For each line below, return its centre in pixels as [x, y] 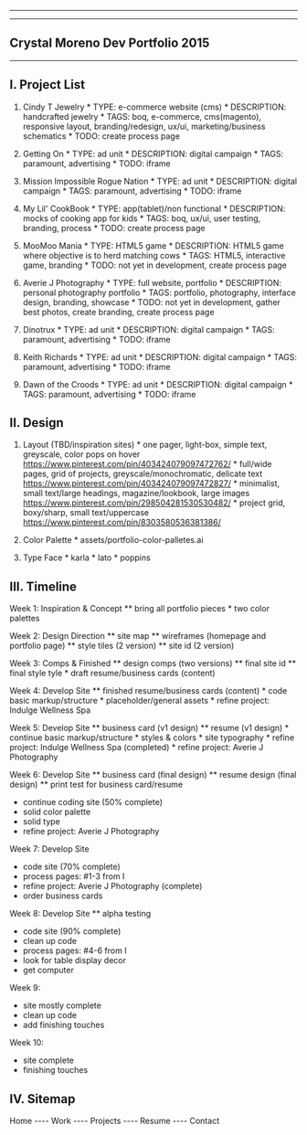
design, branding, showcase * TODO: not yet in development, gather [152, 302]
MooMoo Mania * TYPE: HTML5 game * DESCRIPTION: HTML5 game [153, 245]
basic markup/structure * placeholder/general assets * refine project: [140, 701]
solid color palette [57, 812]
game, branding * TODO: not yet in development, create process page [155, 265]
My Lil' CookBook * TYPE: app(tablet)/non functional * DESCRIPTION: [154, 208]
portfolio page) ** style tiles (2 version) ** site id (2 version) [122, 646]
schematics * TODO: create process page [101, 136]
